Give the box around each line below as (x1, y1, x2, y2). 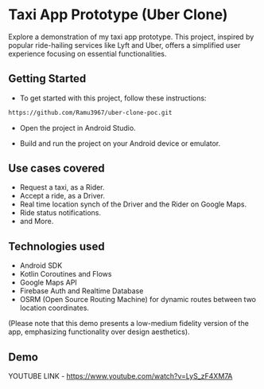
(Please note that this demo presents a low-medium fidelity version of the (8, 319, 249, 328)
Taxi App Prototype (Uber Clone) (8, 6, 228, 24)
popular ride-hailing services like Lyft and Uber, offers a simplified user (8, 40, 241, 49)
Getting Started (8, 72, 87, 85)
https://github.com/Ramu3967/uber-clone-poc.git (8, 108, 173, 116)
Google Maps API (19, 277, 77, 288)
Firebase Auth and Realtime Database (19, 286, 144, 296)
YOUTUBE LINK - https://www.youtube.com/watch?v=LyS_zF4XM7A (8, 371, 233, 381)
